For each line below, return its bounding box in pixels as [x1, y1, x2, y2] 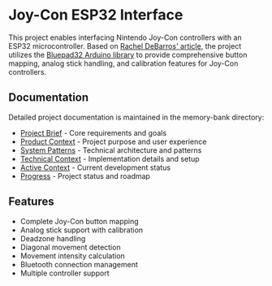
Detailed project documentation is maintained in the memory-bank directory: [8, 112, 265, 122]
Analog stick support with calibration [19, 225, 144, 235]
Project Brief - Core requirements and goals [19, 128, 167, 137]
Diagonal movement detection [19, 242, 121, 252]
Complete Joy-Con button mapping [19, 216, 140, 226]
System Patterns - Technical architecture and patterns [19, 145, 202, 155]
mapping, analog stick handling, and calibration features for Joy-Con [8, 58, 239, 68]
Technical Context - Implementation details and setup [19, 154, 201, 163]
